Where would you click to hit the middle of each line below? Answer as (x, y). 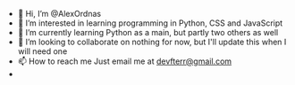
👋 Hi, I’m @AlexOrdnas (59, 14)
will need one (42, 51)
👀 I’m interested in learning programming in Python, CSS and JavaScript (150, 23)
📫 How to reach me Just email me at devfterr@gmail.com (125, 61)
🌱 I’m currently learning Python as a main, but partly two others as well (148, 32)
